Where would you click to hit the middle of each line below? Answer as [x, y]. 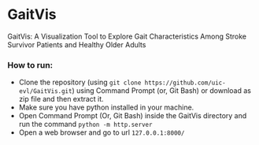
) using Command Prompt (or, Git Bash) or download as [161, 91]
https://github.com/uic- [185, 83]
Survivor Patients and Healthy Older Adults [77, 44]
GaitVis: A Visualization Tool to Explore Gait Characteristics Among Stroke [127, 36]
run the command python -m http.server [85, 125]
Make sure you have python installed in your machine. [106, 107]
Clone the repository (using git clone [80, 82]
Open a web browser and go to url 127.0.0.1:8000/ [102, 132]
